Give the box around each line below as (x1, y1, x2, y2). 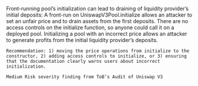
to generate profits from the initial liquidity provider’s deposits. (6, 37, 158, 43)
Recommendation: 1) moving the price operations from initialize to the (6, 48, 190, 54)
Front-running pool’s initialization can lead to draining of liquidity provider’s (6, 5, 189, 12)
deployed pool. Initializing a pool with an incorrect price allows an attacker (6, 30, 188, 37)
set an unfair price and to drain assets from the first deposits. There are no (6, 18, 189, 24)
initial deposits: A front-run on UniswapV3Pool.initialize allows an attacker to (6, 11, 193, 18)
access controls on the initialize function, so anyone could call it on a (6, 24, 174, 31)
